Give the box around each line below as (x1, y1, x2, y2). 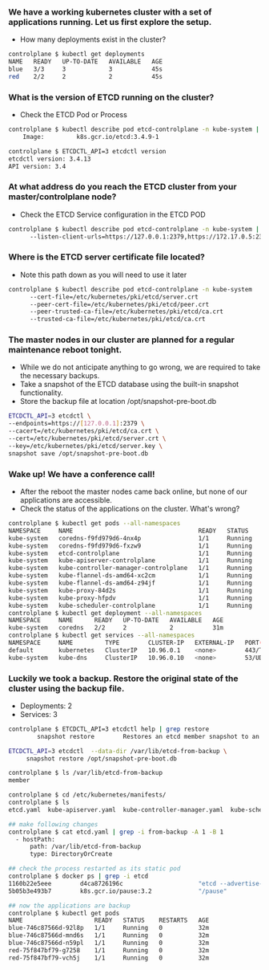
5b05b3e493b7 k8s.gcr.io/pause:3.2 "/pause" (8, 886, 227, 895)
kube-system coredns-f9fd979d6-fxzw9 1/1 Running (8, 541, 252, 550)
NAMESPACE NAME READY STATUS (8, 527, 249, 535)
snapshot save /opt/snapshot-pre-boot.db (8, 449, 149, 458)
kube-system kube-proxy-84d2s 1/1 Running (8, 586, 252, 594)
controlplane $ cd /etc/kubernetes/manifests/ (8, 791, 167, 799)
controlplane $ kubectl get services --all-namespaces (8, 631, 195, 640)
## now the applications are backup (8, 902, 130, 910)
